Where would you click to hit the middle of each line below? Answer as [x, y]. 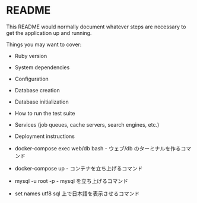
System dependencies [42, 67]
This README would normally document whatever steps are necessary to [96, 27]
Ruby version [31, 56]
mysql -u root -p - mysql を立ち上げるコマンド [72, 181]
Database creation [37, 90]
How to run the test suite [45, 113]
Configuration [31, 79]
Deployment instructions [45, 136]
